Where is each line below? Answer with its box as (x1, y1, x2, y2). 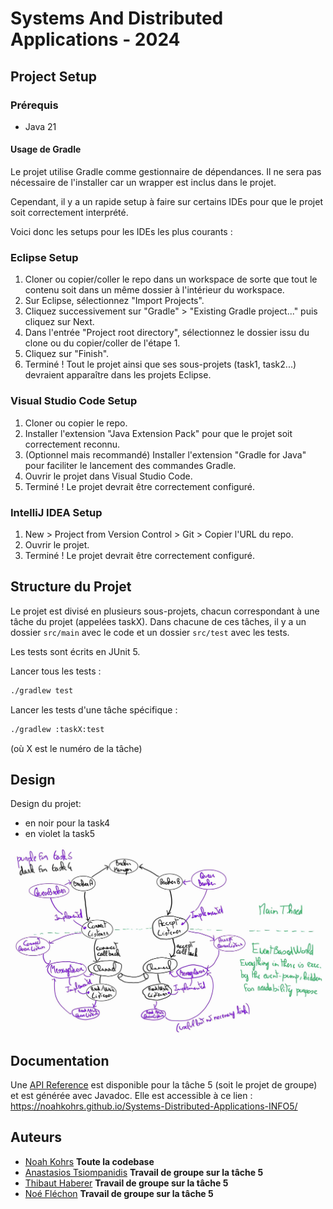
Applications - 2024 (10, 28, 181, 51)
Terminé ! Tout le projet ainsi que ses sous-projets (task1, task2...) (24, 358, 297, 371)
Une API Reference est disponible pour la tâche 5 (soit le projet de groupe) (10, 1078, 318, 1091)
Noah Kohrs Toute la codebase (24, 1155, 155, 1167)
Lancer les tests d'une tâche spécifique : (10, 703, 178, 716)
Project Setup (10, 68, 98, 85)
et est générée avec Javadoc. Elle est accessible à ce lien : (10, 1089, 253, 1101)
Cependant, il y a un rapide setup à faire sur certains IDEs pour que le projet (10, 196, 323, 208)
